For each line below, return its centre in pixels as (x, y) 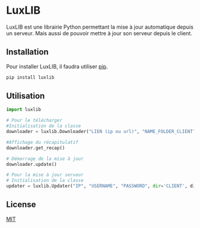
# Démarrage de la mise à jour (45, 159)
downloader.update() (32, 164)
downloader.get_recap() (36, 148)
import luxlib (24, 110)
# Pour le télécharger (34, 121)
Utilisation (26, 96)
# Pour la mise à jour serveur (45, 175)
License (21, 204)
